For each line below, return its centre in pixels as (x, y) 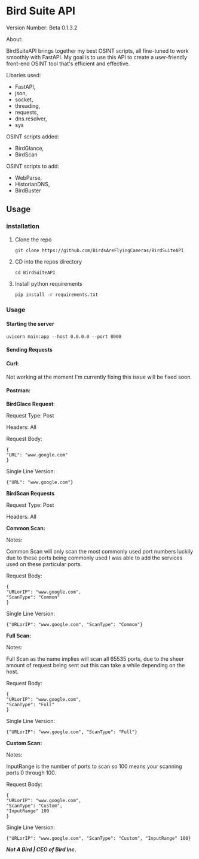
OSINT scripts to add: (33, 166)
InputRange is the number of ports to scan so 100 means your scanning (94, 766)
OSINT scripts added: (33, 137)
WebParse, (28, 177)
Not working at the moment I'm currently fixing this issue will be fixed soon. (99, 377)
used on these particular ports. (44, 564)
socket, (24, 99)
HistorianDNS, (32, 184)
